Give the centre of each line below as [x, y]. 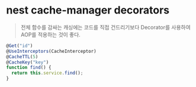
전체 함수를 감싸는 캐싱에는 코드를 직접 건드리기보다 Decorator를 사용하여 [105, 27]
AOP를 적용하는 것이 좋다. [51, 34]
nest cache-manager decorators [88, 10]
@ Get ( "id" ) [20, 46]
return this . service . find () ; [47, 73]
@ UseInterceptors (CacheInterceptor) [51, 51]
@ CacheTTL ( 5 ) [22, 56]
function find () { [29, 68]
